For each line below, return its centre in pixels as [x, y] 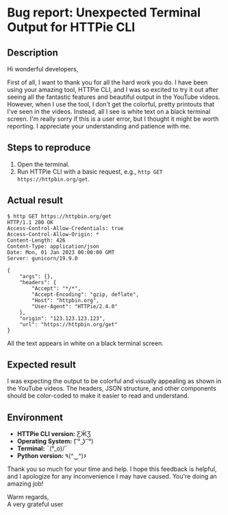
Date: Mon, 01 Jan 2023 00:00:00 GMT [61, 252]
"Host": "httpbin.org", [65, 300]
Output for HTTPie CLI [71, 27]
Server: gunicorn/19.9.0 [42, 258]
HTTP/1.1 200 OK [30, 222]
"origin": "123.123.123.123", [63, 318]
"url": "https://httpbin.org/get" [68, 324]
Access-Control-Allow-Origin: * [53, 234]
